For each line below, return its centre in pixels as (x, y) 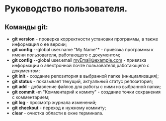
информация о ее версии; (39, 44)
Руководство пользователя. (66, 9)
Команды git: (26, 27)
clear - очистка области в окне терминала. (58, 113)
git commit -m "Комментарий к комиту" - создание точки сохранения (86, 92)
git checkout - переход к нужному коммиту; (59, 108)
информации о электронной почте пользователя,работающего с (81, 65)
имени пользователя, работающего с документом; (66, 55)
